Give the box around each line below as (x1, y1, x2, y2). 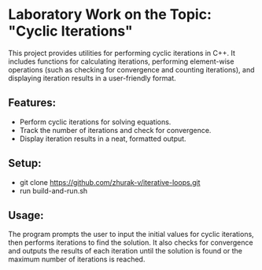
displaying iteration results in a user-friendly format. (8, 73, 176, 83)
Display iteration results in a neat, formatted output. (19, 134, 186, 143)
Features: (8, 96, 57, 109)
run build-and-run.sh (19, 186, 88, 195)
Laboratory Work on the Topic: (8, 6, 212, 24)
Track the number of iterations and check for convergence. (19, 125, 212, 135)
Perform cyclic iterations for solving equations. (19, 117, 172, 127)
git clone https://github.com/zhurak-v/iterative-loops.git (19, 177, 201, 187)
